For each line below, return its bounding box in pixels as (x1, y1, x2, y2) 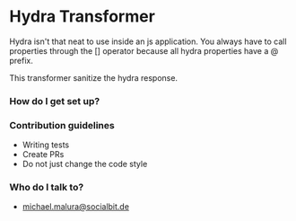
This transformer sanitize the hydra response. (9, 72, 178, 83)
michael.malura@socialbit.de (22, 201, 130, 212)
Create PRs (22, 149, 65, 160)
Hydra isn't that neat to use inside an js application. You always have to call (9, 36, 287, 47)
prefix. (9, 55, 34, 66)
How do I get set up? (9, 94, 100, 107)
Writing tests (22, 139, 70, 150)
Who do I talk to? (9, 181, 84, 194)
